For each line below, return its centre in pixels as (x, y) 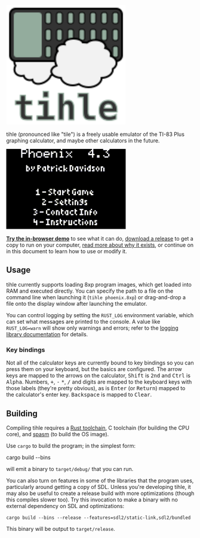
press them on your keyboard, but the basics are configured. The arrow (94, 369)
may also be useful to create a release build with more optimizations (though (100, 493)
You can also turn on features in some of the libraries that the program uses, (100, 481)
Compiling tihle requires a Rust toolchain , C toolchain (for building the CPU (98, 428)
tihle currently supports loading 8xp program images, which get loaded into (99, 284)
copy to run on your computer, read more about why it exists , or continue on (100, 245)
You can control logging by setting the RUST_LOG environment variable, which (100, 315)
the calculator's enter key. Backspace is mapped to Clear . (79, 395)
